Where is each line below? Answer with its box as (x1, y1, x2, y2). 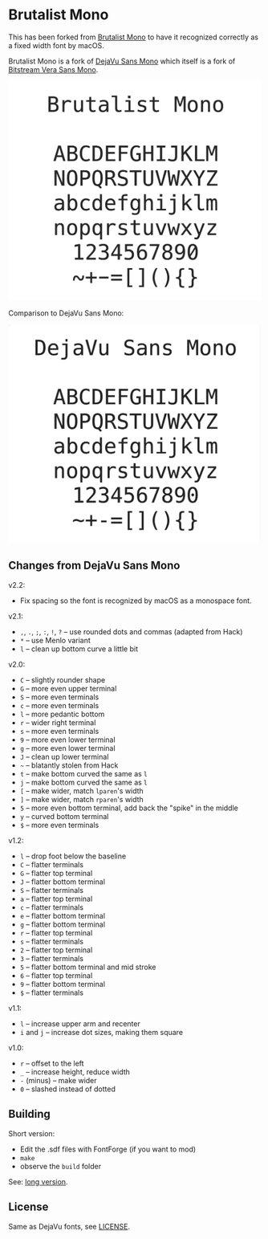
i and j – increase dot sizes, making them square (19, 1027, 183, 1037)
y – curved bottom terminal (19, 811, 109, 821)
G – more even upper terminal (19, 683, 117, 693)
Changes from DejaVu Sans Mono (8, 559, 181, 573)
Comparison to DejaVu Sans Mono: (8, 308, 124, 318)
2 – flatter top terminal (19, 945, 93, 955)
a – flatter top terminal (19, 894, 93, 903)
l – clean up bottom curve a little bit (19, 644, 139, 654)
